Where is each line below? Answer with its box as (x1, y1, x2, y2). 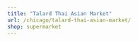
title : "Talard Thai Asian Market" (7, 10, 113, 17)
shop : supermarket (7, 23, 62, 30)
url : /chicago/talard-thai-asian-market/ (7, 17, 132, 24)
